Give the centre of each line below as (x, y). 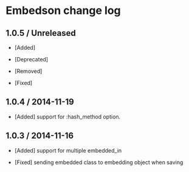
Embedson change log (63, 11)
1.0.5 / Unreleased (41, 33)
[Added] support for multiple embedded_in (68, 150)
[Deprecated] (31, 59)
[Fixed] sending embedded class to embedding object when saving (99, 162)
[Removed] (28, 71)
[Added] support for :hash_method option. (67, 117)
